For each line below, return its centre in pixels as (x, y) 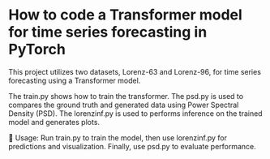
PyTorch (37, 49)
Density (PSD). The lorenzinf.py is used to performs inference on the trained (135, 113)
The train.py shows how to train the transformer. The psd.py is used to (126, 96)
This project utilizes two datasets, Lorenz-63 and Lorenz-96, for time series (135, 71)
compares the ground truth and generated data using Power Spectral (124, 105)
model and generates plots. (54, 122)
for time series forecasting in (108, 32)
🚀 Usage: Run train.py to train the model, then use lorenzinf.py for (118, 138)
